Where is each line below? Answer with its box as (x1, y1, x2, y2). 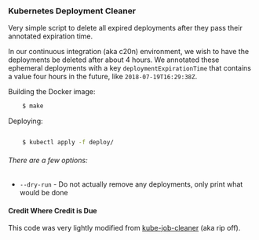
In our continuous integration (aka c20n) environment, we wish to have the (8, 47, 250, 56)
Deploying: (8, 116, 43, 126)
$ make (22, 102, 44, 111)
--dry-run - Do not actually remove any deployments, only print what (19, 180, 243, 189)
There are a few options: (8, 155, 88, 165)
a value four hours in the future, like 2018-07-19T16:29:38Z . (8, 72, 198, 82)
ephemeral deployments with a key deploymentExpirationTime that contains (8, 64, 251, 73)
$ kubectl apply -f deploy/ (22, 139, 114, 147)
